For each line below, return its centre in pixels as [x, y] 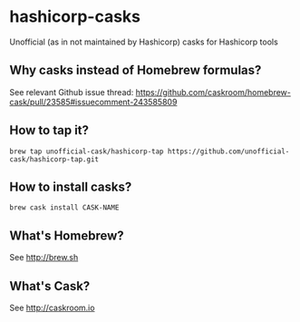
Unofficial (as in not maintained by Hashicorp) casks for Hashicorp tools [144, 42]
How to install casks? [71, 186]
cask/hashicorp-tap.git [54, 159]
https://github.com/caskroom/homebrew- [213, 92]
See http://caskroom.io [52, 307]
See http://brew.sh [44, 258]
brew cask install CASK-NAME [64, 208]
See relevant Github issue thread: [72, 92]
